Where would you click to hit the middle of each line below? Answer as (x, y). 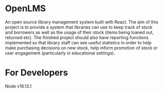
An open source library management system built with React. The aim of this (82, 22)
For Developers (36, 73)
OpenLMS (26, 9)
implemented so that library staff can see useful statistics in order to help (78, 42)
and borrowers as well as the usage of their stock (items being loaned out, (80, 32)
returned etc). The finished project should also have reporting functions (77, 37)
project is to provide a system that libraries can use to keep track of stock (79, 27)
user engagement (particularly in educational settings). (60, 53)
